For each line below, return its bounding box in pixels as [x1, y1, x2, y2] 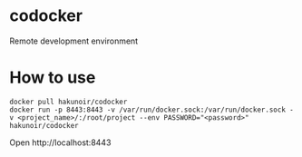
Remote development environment [9, 35, 139, 46]
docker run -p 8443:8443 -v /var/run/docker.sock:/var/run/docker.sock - [9, 105, 295, 114]
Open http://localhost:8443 [9, 137, 112, 148]
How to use [9, 67, 96, 88]
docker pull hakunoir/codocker [9, 97, 128, 106]
